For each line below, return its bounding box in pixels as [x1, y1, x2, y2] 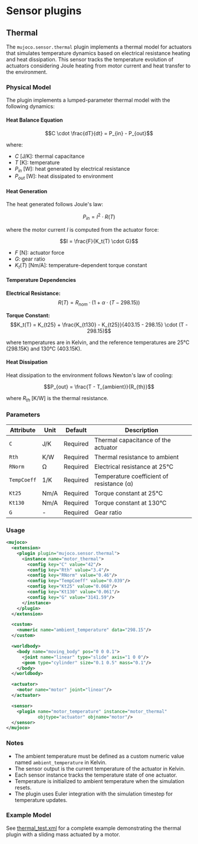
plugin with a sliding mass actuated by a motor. [6, 830, 121, 837]
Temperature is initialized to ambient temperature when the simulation [14, 777, 184, 784]
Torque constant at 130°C [94, 498, 167, 507]
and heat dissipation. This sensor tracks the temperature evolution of [6, 56, 174, 63]
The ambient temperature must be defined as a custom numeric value [14, 752, 184, 759]
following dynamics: [6, 103, 55, 110]
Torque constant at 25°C [94, 489, 163, 497]
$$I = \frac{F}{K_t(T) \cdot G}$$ [60, 238, 138, 245]
